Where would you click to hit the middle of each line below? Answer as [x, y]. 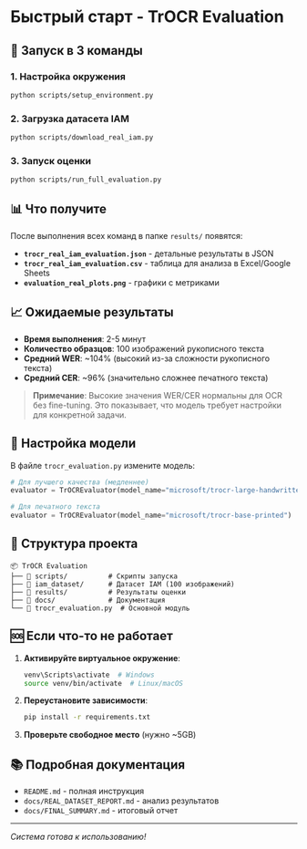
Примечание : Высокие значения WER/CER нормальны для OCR [158, 395]
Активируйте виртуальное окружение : [102, 657]
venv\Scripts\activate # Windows [89, 675]
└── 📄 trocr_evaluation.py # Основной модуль [100, 608]
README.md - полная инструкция [84, 792]
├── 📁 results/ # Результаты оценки [98, 592]
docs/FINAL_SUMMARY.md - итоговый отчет [101, 811]
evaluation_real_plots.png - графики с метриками [121, 282]
